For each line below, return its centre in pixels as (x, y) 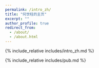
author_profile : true (27, 23)
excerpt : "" (17, 19)
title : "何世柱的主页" (26, 14)
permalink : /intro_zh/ (28, 10)
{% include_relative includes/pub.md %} (46, 60)
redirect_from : (20, 28)
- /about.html (24, 37)
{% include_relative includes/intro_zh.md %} (49, 51)
